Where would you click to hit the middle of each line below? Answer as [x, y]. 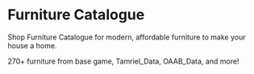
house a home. [32, 45]
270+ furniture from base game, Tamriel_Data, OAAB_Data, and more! [123, 61]
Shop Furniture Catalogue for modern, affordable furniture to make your [127, 37]
